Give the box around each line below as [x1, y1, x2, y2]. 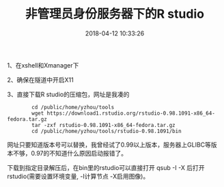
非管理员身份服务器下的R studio [25, 6, 205, 22]
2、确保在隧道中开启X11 [7, 76, 74, 84]
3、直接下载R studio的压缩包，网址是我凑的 [7, 90, 130, 98]
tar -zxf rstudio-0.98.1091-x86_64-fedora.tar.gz [31, 121, 176, 128]
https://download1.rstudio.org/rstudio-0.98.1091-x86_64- [46, 110, 215, 117]
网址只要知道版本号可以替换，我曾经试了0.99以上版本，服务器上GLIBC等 [7, 141, 212, 149]
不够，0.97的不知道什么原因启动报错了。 [12, 149, 128, 157]
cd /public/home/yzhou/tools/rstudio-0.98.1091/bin [31, 128, 182, 134]
